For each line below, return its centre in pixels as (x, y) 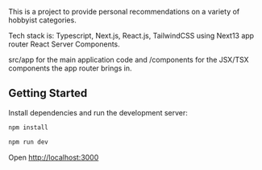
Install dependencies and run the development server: (98, 112)
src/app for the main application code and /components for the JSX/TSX (129, 60)
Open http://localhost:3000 (54, 157)
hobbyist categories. (42, 20)
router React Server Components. (64, 44)
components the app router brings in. (70, 68)
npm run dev (28, 142)
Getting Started (48, 93)
